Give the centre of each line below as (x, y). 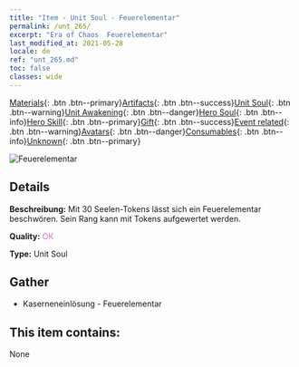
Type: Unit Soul (39, 254)
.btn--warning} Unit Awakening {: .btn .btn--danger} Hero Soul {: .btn (134, 112)
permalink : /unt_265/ (50, 26)
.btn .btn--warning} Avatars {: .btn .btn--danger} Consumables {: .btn (135, 131)
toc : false (30, 69)
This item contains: (65, 332)
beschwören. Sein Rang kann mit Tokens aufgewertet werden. (125, 218)
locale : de (30, 52)
